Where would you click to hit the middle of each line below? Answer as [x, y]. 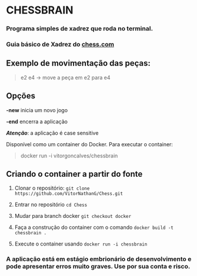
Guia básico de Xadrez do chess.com [60, 45]
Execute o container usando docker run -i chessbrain [81, 244]
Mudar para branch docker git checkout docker [73, 216]
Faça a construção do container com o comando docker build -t [94, 227]
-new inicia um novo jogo [37, 110]
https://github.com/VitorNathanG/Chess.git [69, 194]
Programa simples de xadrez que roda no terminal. [80, 29]
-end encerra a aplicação [37, 122]
